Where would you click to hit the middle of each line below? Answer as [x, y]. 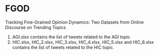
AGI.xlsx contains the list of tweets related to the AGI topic [71, 37]
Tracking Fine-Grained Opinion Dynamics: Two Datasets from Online [75, 22]
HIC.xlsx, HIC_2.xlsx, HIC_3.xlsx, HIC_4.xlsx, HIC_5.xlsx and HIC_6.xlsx [83, 42]
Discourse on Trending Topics [36, 27]
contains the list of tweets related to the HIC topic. [63, 47]
